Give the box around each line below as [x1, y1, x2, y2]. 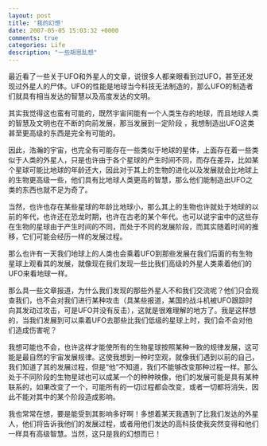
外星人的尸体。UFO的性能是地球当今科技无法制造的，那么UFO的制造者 [21, 81, 253, 91]
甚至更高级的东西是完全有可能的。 [8, 128, 120, 138]
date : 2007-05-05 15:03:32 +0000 [8, 26, 119, 34]
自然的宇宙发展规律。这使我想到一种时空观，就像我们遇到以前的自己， [29, 352, 259, 362]
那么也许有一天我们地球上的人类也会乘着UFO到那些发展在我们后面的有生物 [8, 248, 253, 258]
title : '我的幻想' [8, 19, 65, 27]
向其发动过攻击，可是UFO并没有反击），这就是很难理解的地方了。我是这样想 [8, 306, 257, 315]
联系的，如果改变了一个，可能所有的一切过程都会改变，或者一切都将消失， [8, 382, 252, 391]
